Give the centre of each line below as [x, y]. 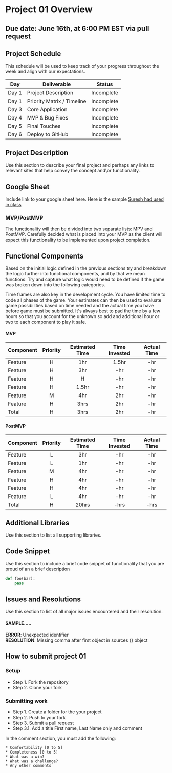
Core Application [47, 110]
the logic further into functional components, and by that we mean [75, 274]
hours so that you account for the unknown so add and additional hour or [82, 316]
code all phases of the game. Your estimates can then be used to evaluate [83, 300]
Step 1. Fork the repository [40, 682]
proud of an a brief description [38, 569]
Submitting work [26, 701]
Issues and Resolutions [43, 599]
